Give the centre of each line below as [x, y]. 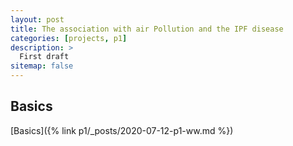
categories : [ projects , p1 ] [69, 38]
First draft [44, 57]
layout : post [37, 19]
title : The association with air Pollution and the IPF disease [147, 29]
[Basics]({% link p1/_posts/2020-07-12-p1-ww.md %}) [122, 130]
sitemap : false [42, 66]
